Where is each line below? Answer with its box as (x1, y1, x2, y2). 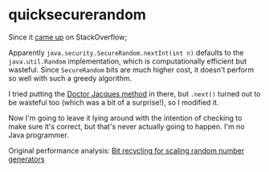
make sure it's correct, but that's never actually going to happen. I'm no (8, 121, 245, 131)
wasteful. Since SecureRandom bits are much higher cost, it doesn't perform (8, 64, 255, 74)
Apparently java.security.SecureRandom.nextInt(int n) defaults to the (8, 47, 244, 57)
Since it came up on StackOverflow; (8, 32, 127, 42)
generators (8, 154, 45, 164)
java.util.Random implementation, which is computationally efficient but (8, 56, 247, 66)
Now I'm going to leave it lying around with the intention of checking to (8, 113, 243, 122)
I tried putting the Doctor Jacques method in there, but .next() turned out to (8, 88, 261, 98)
